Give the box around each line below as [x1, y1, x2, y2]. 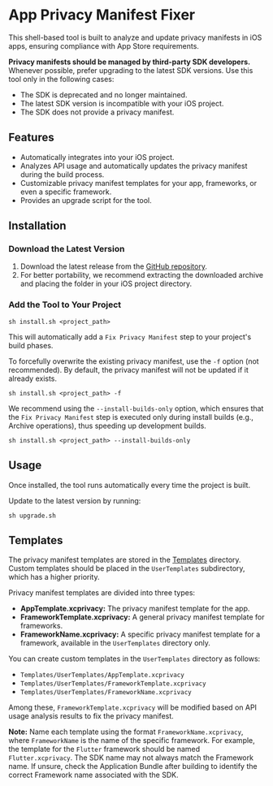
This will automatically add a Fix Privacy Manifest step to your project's [8, 331, 252, 342]
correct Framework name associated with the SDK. [8, 770, 179, 780]
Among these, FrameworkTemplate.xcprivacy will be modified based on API [8, 702, 258, 712]
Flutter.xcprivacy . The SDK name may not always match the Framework [8, 753, 254, 762]
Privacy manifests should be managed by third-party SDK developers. [8, 57, 250, 67]
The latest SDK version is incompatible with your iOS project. [19, 98, 224, 108]
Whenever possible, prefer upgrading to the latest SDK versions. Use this [8, 65, 253, 75]
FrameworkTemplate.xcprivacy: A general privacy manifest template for [19, 612, 265, 622]
